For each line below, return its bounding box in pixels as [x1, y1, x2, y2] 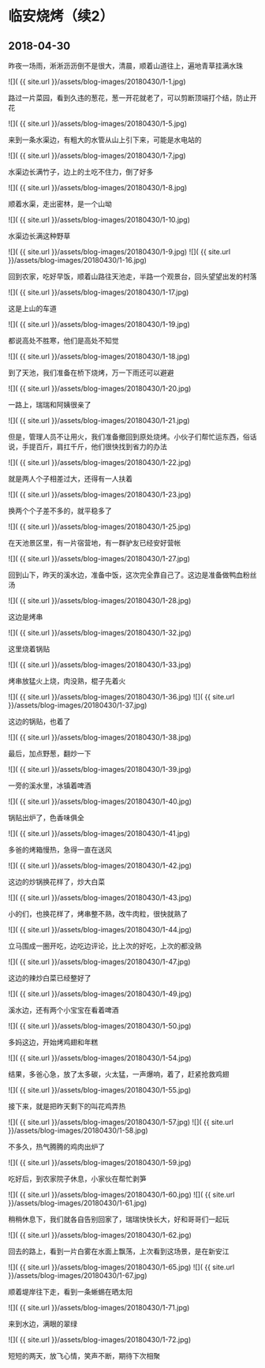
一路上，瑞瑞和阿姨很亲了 [8, 400, 91, 409]
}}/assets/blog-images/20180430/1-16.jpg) [8, 256, 147, 264]
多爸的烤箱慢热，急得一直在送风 [8, 845, 112, 854]
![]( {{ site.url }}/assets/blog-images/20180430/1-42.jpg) [8, 861, 192, 870]
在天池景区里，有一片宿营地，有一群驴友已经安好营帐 [8, 538, 181, 547]
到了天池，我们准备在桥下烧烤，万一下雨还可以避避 [8, 368, 174, 377]
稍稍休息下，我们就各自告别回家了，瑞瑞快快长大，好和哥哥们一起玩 [8, 1215, 230, 1224]
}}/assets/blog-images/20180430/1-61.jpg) [8, 1198, 147, 1208]
